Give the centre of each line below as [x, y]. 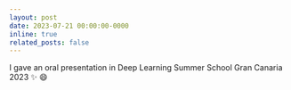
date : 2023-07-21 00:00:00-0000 [69, 26]
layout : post [33, 17]
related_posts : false [49, 42]
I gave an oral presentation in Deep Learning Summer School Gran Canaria [146, 68]
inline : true [33, 34]
